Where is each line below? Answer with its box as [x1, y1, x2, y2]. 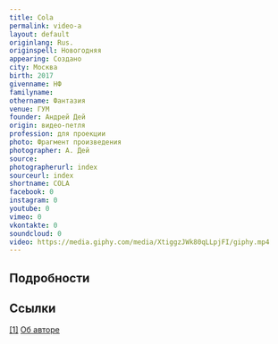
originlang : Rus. [9, 38, 74, 47]
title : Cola [9, 13, 54, 22]
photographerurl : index [9, 163, 98, 172]
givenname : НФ [9, 80, 63, 88]
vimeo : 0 [9, 212, 42, 222]
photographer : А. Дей [9, 146, 90, 155]
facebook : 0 [9, 188, 54, 197]
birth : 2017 [9, 71, 54, 80]
